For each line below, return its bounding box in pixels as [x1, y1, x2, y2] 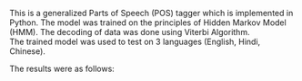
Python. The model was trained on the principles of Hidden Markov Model [9, 17, 287, 28]
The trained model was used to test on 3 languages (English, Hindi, [9, 36, 261, 47]
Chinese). [9, 46, 45, 57]
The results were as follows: [9, 63, 116, 74]
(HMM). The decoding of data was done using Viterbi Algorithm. [9, 27, 250, 37]
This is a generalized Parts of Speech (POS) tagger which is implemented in [9, 8, 294, 18]
